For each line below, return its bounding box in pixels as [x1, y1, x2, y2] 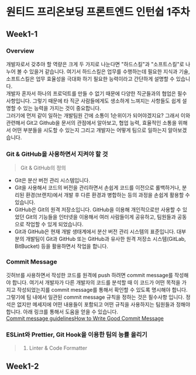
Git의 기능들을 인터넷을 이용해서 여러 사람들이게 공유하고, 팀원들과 [25, 213, 177, 220]
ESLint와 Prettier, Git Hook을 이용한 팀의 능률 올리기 [6, 330, 147, 339]
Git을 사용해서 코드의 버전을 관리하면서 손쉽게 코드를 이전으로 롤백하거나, [14, 184, 181, 191]
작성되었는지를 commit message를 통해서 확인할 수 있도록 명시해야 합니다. [16, 287, 188, 294]
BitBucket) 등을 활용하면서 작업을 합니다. [14, 243, 108, 250]
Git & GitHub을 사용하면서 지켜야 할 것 [6, 150, 108, 158]
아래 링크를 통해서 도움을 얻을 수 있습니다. [23, 308, 119, 315]
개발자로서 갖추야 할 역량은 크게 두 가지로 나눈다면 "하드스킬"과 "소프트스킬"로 [6, 60, 184, 67]
